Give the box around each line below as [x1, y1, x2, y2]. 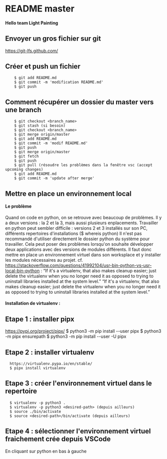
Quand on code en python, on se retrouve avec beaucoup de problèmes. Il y [5, 214, 162, 220]
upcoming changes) [5, 167, 43, 172]
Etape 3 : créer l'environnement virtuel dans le [5, 379, 152, 388]
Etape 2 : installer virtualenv [5, 348, 95, 356]
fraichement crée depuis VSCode [5, 435, 111, 443]
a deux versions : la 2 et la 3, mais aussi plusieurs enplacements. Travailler [5, 220, 159, 226]
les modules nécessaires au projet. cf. [5, 257, 83, 263]
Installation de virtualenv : [5, 300, 61, 306]
